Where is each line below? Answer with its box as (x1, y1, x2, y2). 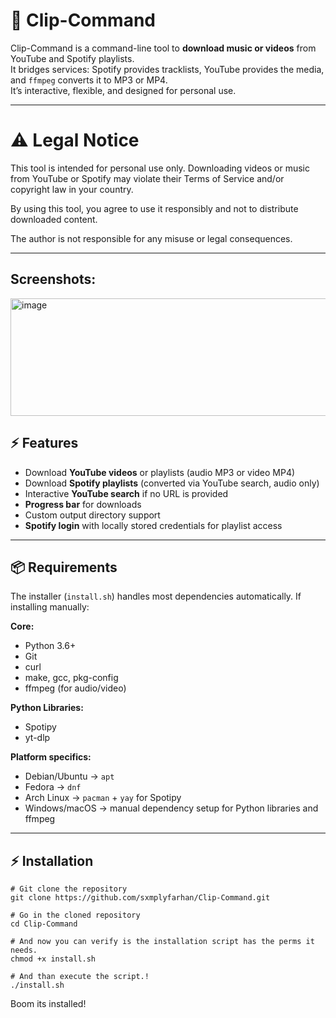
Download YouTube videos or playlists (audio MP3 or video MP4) (24, 466, 296, 478)
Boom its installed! (10, 998, 87, 1010)
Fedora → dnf (24, 781, 82, 793)
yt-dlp (24, 732, 51, 744)
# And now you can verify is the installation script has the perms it (10, 937, 315, 947)
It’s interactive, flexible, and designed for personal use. (10, 84, 237, 96)
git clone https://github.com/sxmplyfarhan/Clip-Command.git (10, 893, 271, 903)
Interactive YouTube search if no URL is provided (24, 487, 229, 499)
